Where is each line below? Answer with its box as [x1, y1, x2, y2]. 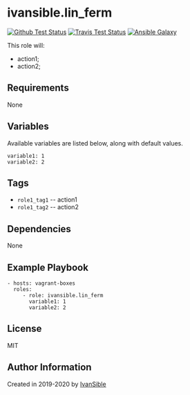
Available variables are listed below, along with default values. [7, 139, 183, 147]
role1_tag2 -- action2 [17, 203, 79, 211]
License [7, 323, 42, 335]
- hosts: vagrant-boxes [7, 280, 76, 287]
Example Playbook [7, 261, 88, 273]
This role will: [7, 41, 45, 49]
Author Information [7, 362, 92, 374]
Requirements [7, 82, 69, 94]
